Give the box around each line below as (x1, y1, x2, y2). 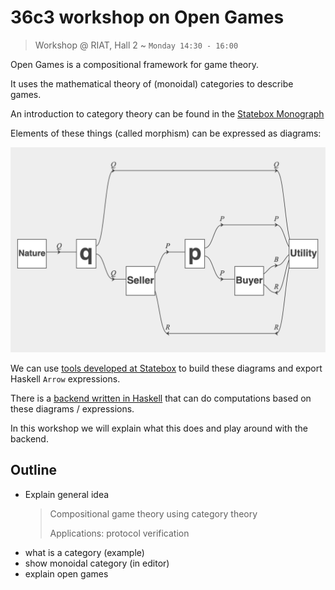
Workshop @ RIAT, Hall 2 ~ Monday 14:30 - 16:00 (34, 39, 239, 51)
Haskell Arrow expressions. (10, 372, 121, 385)
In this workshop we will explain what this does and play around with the (10, 422, 308, 434)
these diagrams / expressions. (10, 402, 135, 415)
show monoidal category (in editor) (24, 557, 170, 569)
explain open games (24, 567, 109, 580)
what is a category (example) (24, 546, 145, 558)
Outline (10, 462, 57, 479)
